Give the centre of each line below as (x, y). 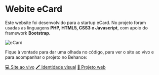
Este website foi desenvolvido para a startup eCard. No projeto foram (76, 23)
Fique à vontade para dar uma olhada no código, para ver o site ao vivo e (79, 52)
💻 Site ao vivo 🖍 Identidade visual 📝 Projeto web (56, 67)
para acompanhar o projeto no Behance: (46, 57)
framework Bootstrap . (28, 33)
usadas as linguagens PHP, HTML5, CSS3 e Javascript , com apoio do (77, 27)
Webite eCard (34, 9)
